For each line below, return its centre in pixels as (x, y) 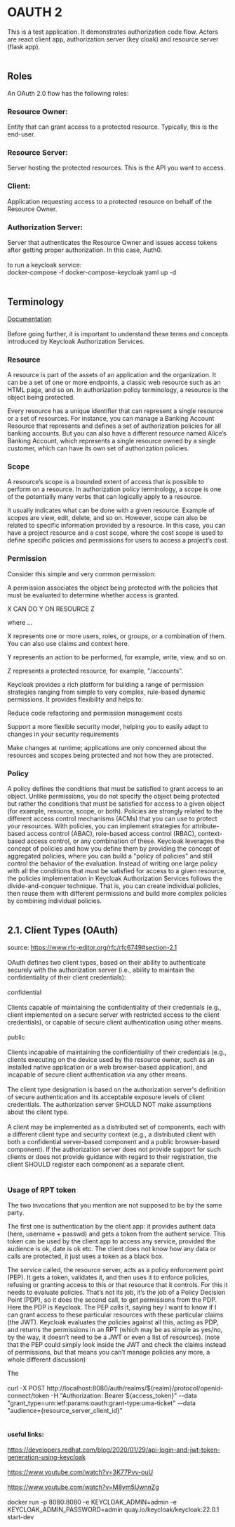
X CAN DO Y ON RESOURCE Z (51, 609)
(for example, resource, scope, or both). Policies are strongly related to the (115, 811)
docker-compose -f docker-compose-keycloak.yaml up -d (92, 272)
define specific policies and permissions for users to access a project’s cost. (118, 540)
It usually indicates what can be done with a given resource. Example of (111, 510)
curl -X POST (26, 1388)
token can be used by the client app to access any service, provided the (112, 1241)
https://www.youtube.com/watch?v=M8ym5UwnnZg (83, 1487)
